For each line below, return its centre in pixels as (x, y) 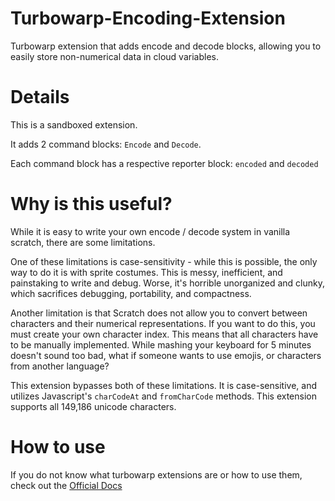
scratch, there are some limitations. (83, 242)
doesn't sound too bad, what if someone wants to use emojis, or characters (166, 355)
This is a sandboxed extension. (74, 124)
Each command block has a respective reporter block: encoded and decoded (164, 163)
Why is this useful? (91, 204)
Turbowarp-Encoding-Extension (148, 18)
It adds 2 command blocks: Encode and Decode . (106, 144)
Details (40, 97)
